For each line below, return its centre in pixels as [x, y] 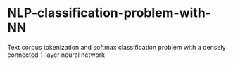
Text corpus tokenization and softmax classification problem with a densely [117, 47]
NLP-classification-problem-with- [109, 13]
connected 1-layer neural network [56, 55]
